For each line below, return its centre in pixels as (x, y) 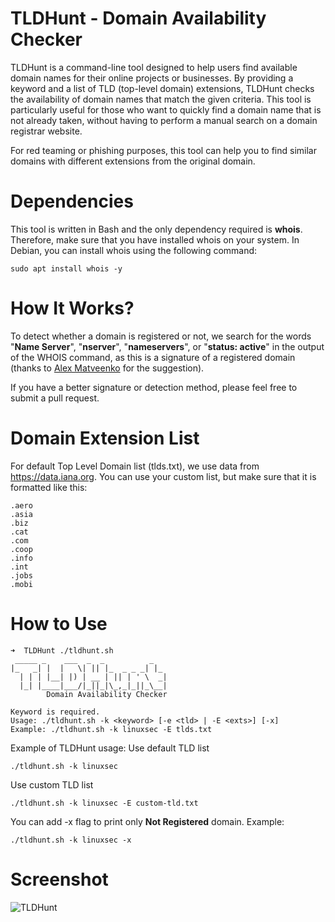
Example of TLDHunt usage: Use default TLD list (110, 748)
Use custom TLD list (52, 784)
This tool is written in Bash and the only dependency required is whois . (156, 229)
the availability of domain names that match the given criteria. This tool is (161, 99)
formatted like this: (49, 487)
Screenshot (59, 879)
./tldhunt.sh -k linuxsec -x (71, 840)
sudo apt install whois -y (66, 268)
